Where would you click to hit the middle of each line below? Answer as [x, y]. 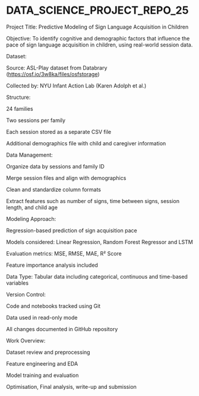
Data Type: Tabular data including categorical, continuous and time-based [97, 276]
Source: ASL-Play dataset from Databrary [57, 68]
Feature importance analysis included [52, 265]
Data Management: [30, 155]
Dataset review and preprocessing [48, 352]
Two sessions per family [36, 120]
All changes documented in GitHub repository [62, 329]
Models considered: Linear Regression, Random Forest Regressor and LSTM [99, 242]
